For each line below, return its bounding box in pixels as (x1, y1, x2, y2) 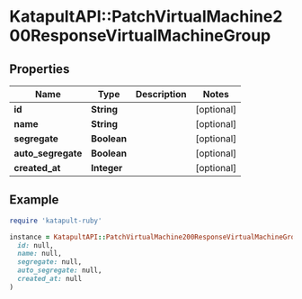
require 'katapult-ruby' (9, 216, 102, 225)
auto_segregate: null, (17, 266, 102, 276)
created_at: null (17, 275, 83, 284)
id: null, (17, 240, 54, 249)
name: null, (17, 249, 63, 258)
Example (9, 192, 59, 208)
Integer (91, 162, 123, 174)
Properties (9, 61, 70, 77)
